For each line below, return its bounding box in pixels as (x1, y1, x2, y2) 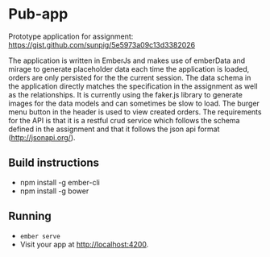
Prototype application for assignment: (8, 31, 134, 41)
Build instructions (8, 156, 99, 170)
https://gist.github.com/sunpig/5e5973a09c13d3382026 (8, 39, 196, 49)
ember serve (19, 232, 60, 240)
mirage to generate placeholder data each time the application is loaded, (8, 64, 250, 73)
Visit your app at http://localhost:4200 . (19, 239, 149, 249)
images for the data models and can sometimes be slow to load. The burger (8, 98, 260, 108)
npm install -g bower (19, 186, 89, 196)
